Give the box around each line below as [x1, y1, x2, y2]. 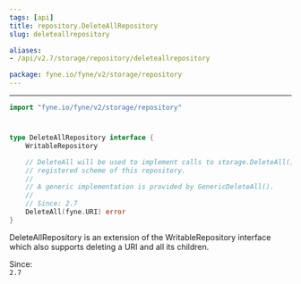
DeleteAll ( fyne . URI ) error [25, 207, 126, 217]
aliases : [9, 46, 42, 54]
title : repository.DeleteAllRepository [9, 21, 159, 30]
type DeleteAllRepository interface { [9, 133, 154, 143]
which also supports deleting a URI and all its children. [9, 241, 210, 252]
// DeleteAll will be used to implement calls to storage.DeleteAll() [25, 157, 295, 166]
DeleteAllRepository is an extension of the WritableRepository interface [9, 231, 271, 242]
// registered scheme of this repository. [25, 166, 186, 175]
